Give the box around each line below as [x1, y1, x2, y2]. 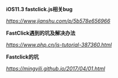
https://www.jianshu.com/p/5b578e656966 [6, 18, 111, 24]
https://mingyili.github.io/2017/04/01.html [6, 65, 105, 72]
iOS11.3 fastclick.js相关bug [6, 6, 73, 12]
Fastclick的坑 [6, 53, 39, 60]
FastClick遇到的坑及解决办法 [6, 29, 76, 36]
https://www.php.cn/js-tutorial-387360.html [6, 41, 112, 48]
